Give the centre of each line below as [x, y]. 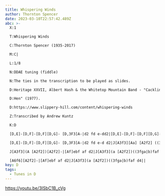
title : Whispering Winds [30, 10]
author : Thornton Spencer [31, 14]
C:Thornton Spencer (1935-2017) [43, 46]
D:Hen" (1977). [25, 98]
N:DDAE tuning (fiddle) [34, 72]
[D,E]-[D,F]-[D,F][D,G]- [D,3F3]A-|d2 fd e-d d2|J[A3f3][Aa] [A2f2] [81, 143]
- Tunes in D [23, 174]
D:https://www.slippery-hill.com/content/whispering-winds [71, 108]
